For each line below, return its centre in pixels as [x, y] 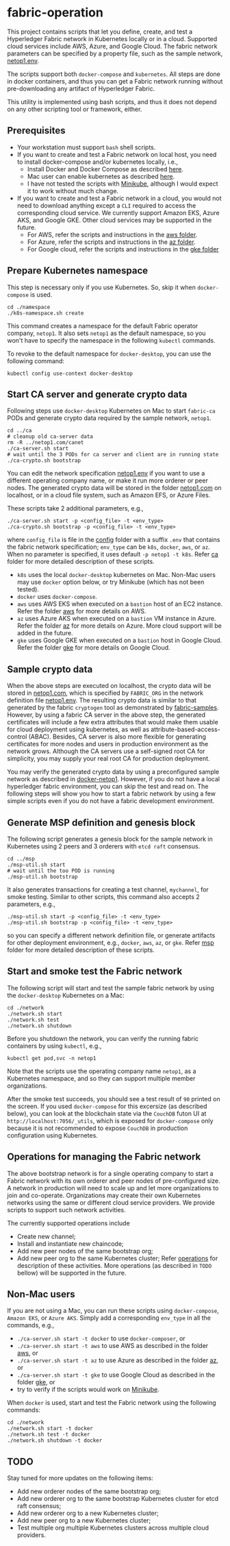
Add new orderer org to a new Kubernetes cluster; [88, 1513]
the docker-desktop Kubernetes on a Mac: [66, 995]
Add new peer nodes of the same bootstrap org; [85, 1251]
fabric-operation [55, 13]
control [17, 737]
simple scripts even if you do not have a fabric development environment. [111, 801]
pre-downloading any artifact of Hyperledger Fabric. [81, 88]
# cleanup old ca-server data [50, 437]
